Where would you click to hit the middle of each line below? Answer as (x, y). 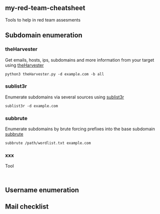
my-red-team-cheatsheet (45, 8)
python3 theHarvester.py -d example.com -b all (55, 74)
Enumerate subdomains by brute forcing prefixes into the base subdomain (80, 129)
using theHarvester (25, 65)
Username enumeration (42, 190)
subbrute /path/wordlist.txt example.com (48, 143)
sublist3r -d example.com (31, 106)
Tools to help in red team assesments (43, 20)
